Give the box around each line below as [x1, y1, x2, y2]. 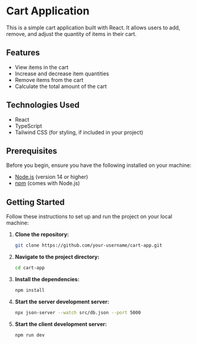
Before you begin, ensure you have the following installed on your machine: [6, 162, 192, 169]
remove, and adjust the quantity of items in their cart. [6, 30, 137, 37]
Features [6, 48, 40, 58]
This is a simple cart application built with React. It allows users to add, [6, 24, 180, 31]
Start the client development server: [14, 320, 107, 327]
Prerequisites [6, 145, 57, 156]
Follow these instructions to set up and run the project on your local [6, 213, 173, 220]
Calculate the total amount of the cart [14, 83, 107, 90]
